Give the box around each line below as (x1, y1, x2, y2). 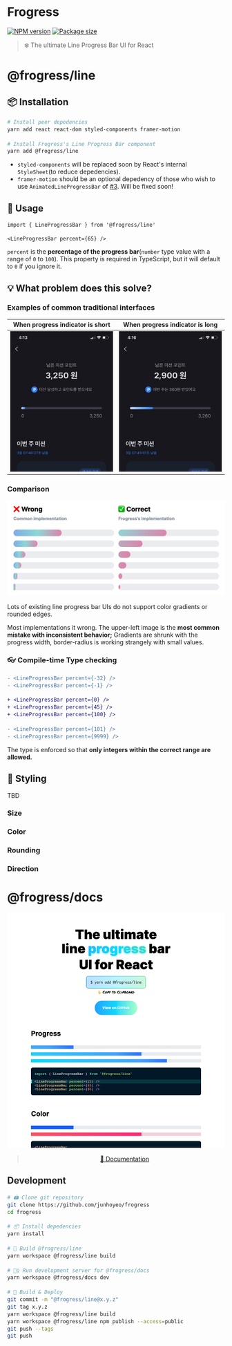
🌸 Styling (7, 773, 47, 785)
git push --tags (7, 1325, 54, 1332)
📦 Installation (7, 96, 69, 108)
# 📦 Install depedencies (7, 1223, 81, 1231)
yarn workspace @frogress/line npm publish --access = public (7, 1318, 184, 1325)
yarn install (7, 1231, 45, 1237)
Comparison (7, 485, 50, 494)
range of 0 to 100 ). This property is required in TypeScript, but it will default (7, 255, 220, 263)
